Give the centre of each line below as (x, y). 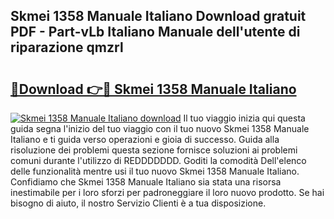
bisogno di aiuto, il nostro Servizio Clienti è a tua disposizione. (138, 203)
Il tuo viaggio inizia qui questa (244, 118)
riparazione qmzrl (67, 47)
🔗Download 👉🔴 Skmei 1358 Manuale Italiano (153, 89)
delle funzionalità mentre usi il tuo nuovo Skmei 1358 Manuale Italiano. (155, 171)
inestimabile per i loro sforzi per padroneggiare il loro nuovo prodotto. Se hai (167, 192)
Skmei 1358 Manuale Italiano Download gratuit (158, 16)
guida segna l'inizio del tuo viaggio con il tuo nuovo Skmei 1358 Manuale (160, 128)
